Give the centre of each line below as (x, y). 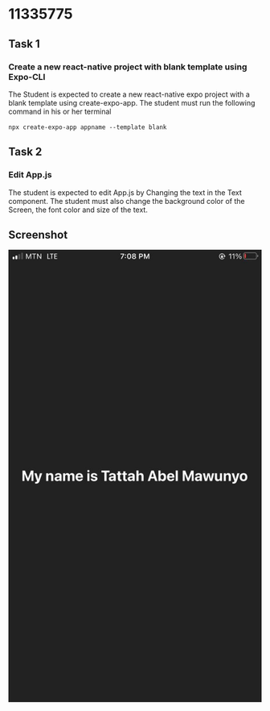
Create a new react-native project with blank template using (128, 67)
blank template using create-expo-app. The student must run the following (132, 102)
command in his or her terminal (60, 111)
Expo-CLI (27, 77)
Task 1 (24, 44)
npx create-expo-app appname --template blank (88, 127)
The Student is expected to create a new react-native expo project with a (129, 94)
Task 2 (25, 152)
